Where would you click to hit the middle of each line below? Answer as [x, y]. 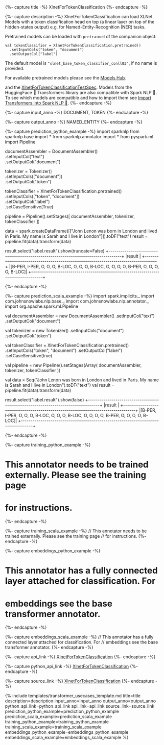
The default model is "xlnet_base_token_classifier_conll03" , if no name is [81, 63]
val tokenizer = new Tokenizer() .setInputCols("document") [64, 331]
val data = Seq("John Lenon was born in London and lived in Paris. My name [82, 380]
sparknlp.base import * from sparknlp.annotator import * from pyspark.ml [79, 137]
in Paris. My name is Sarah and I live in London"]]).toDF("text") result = [77, 236]
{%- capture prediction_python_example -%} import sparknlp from [72, 131]
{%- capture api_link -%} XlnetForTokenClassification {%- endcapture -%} [80, 657]
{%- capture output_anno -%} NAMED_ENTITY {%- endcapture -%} [74, 122]
